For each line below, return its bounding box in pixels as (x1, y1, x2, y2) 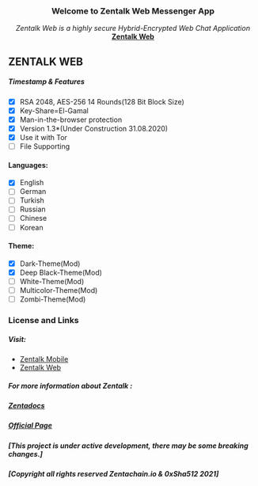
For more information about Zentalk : (8, 381, 133, 390)
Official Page (8, 421, 53, 431)
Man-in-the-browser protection (19, 115, 123, 124)
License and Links (8, 315, 79, 326)
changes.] (8, 449, 44, 458)
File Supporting (19, 141, 70, 151)
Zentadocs (8, 401, 45, 410)
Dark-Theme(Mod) (19, 259, 81, 268)
